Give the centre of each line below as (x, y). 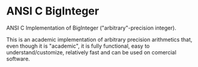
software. (18, 59)
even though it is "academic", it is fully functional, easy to (78, 46)
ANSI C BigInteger (53, 11)
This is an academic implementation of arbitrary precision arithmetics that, (99, 39)
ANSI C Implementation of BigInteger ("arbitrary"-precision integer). (91, 28)
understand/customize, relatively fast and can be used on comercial (91, 52)
